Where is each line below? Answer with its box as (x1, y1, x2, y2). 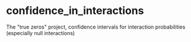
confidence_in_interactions (6, 4, 144, 17)
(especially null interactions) (6, 29, 75, 36)
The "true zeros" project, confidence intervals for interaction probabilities (6, 23, 186, 30)
